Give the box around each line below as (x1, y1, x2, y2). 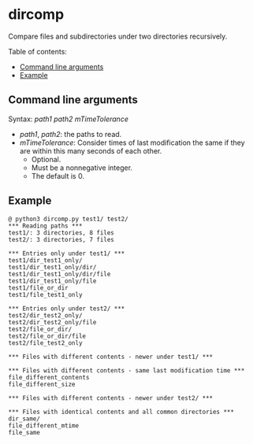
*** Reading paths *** (8, 222, 83, 230)
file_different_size (8, 380, 76, 388)
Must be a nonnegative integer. (31, 163, 132, 172)
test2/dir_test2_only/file (8, 318, 97, 326)
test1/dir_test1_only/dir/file (8, 270, 111, 278)
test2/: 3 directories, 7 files (8, 235, 114, 243)
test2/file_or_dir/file (8, 332, 87, 340)
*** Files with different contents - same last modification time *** (8, 366, 245, 375)
